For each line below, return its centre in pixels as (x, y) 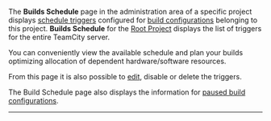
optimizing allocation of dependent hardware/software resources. (117, 61)
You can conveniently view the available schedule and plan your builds (126, 52)
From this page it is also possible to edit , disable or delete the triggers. (125, 77)
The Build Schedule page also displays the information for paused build (127, 92)
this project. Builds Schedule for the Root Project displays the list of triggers (135, 28)
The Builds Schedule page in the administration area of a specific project (130, 12)
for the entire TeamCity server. (59, 37)
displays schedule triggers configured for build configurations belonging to (133, 20)
